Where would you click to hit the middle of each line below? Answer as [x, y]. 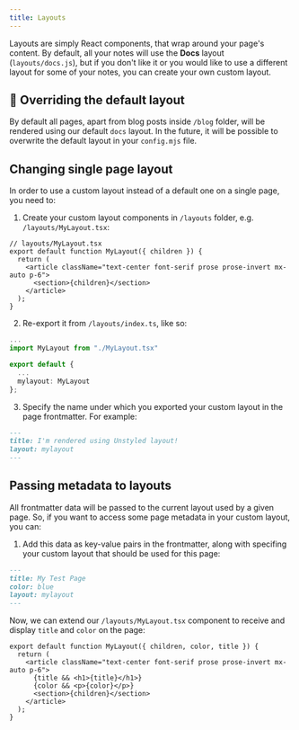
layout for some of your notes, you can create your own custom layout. [141, 72]
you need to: [33, 200]
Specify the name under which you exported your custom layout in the [153, 406]
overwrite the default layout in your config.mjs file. [103, 141]
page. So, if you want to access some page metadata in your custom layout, [149, 517]
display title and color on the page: [77, 630]
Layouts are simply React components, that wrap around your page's [137, 43]
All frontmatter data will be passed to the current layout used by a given [142, 507]
